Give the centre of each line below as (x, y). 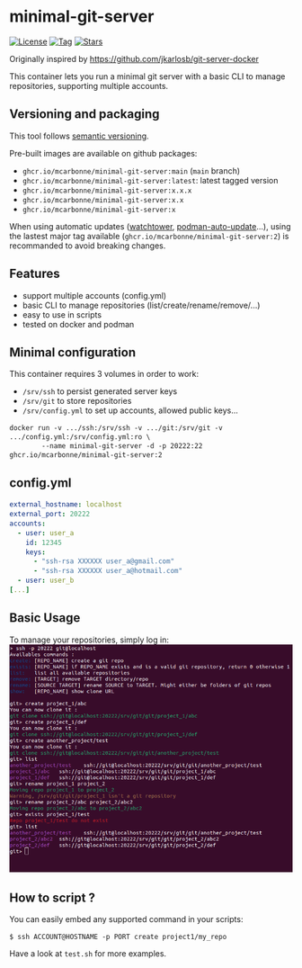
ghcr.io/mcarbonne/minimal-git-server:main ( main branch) (131, 170)
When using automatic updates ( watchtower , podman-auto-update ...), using (150, 226)
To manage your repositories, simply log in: (89, 640)
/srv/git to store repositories (77, 401)
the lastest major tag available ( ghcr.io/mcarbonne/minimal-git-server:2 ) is (149, 236)
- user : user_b (46, 581)
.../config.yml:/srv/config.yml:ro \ (80, 437)
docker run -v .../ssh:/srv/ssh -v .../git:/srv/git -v (116, 428)
